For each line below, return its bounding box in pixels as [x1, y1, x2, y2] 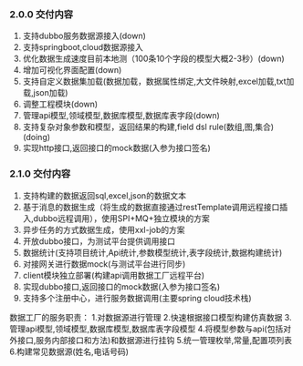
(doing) [22, 132, 51, 143]
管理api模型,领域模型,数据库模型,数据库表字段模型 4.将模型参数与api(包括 [9, 323, 284, 334]
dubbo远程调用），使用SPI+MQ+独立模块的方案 [33, 212, 210, 224]
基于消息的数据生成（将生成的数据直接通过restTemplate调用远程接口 [22, 201, 280, 212]
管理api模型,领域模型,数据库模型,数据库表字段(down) [22, 110, 221, 121]
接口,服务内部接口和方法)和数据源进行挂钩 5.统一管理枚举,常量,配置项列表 [16, 334, 293, 345]
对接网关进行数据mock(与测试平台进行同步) [22, 258, 186, 269]
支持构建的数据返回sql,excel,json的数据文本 [22, 189, 187, 201]
